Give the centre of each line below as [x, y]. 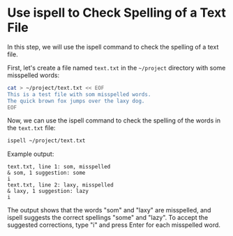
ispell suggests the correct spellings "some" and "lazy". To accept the [108, 218]
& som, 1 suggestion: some [46, 173]
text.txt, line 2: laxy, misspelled [60, 185]
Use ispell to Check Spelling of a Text [117, 13]
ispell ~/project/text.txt [46, 141]
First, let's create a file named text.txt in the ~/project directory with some [116, 68]
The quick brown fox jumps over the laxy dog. [76, 101]
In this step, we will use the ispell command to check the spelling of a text [113, 47]
